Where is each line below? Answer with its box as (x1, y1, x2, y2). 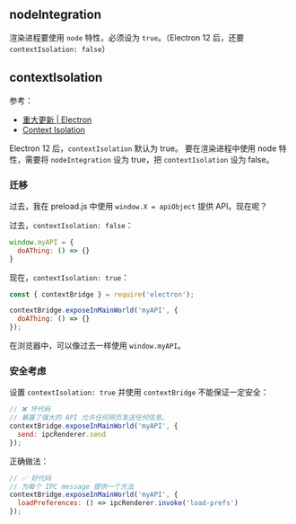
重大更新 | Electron (22, 114, 92, 125)
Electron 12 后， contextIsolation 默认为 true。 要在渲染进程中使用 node (9, 143, 277, 154)
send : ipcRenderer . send (17, 430, 106, 439)
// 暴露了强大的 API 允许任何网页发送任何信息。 (9, 413, 169, 422)
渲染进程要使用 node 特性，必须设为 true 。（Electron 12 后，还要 (9, 31, 245, 43)
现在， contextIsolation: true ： (9, 271, 130, 282)
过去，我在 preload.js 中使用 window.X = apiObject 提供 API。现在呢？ (9, 200, 268, 211)
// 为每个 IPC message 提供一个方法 (9, 482, 135, 491)
